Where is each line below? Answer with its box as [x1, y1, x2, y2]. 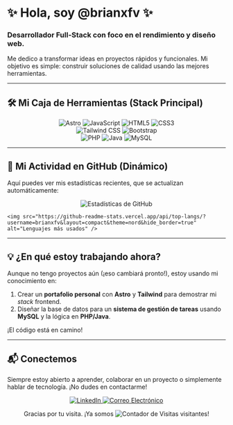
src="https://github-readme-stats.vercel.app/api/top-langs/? [22, 214, 207, 220]
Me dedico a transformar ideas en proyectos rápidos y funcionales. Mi [7, 54, 208, 63]
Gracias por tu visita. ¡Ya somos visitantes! [24, 409, 209, 418]
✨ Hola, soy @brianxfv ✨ [7, 5, 153, 21]
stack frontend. [17, 297, 62, 305]
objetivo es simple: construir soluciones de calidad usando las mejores [7, 62, 209, 70]
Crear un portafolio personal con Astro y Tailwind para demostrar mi [17, 290, 217, 298]
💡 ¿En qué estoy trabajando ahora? [7, 250, 162, 262]
